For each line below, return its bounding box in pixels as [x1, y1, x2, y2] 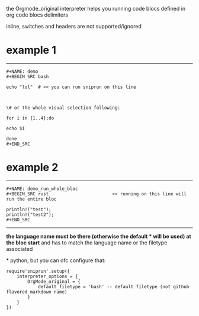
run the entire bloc [6, 196, 57, 202]
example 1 [6, 44, 56, 57]
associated [6, 245, 33, 252]
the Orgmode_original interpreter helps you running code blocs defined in [6, 5, 185, 12]
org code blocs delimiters [6, 11, 69, 18]
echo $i [6, 125, 25, 131]
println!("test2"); [6, 211, 54, 218]
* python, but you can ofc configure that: [6, 257, 106, 264]
